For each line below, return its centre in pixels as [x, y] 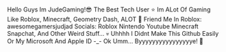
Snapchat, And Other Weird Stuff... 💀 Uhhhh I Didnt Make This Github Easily [113, 33]
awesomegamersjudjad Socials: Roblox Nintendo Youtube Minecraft [103, 26]
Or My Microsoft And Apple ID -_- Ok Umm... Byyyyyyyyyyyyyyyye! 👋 [105, 41]
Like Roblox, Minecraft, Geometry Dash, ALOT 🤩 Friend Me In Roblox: [104, 19]
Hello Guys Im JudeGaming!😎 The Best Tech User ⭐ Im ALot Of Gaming [109, 9]
